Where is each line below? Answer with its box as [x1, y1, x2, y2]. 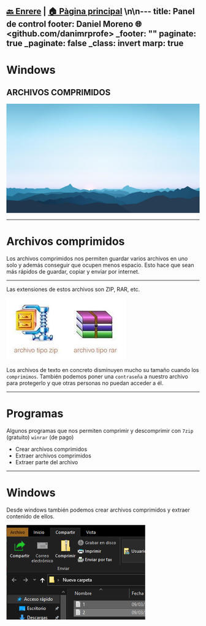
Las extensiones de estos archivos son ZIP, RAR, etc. [6, 285, 140, 293]
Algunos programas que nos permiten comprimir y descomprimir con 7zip [6, 427, 194, 434]
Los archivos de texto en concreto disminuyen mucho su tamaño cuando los [6, 366, 199, 373]
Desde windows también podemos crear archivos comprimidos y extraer [6, 506, 190, 513]
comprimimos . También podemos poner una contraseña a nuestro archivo [6, 373, 188, 380]
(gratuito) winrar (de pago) [6, 434, 74, 441]
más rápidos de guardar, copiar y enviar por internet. [6, 267, 140, 275]
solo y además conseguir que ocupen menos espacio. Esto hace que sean [6, 261, 194, 269]
